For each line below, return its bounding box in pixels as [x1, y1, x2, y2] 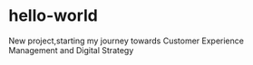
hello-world [8, 5, 99, 26]
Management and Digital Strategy [8, 44, 134, 55]
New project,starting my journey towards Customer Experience [8, 35, 244, 46]
